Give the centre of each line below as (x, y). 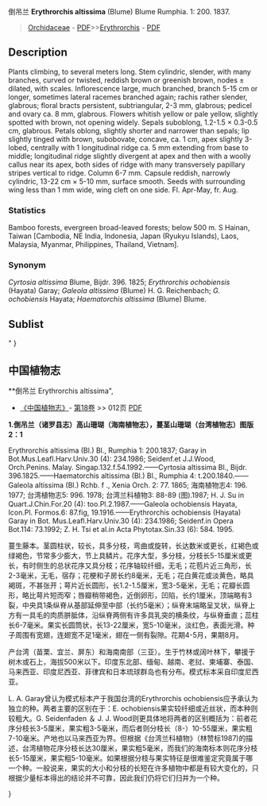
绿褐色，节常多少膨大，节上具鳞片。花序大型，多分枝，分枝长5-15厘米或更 (130, 556)
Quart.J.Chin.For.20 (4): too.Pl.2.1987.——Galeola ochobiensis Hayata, (123, 504)
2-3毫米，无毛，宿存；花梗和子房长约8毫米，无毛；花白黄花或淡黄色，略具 (131, 576)
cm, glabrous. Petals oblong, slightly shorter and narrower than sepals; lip (129, 130)
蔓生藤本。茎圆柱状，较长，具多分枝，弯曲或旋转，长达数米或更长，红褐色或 (133, 546)
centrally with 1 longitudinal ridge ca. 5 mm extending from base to (139, 147)
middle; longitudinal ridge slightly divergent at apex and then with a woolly (130, 156)
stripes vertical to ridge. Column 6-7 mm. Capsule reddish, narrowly (119, 172)
